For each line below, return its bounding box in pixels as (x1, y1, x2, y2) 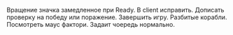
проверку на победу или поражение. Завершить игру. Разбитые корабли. (6, 13, 227, 21)
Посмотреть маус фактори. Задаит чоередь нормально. (6, 21, 176, 28)
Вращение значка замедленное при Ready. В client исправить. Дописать (6, 6, 225, 14)
